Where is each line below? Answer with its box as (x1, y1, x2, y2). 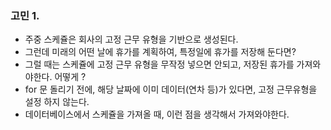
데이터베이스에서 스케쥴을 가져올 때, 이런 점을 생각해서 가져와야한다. (24, 108, 290, 121)
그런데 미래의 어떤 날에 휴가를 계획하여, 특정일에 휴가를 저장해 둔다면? (24, 46, 297, 58)
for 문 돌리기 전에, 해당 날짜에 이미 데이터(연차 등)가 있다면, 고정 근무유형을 (24, 83, 318, 96)
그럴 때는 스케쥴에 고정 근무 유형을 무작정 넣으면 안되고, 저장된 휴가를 (24, 58, 295, 71)
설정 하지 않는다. (24, 96, 90, 108)
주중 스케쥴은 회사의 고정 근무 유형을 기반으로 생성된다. (24, 33, 239, 46)
